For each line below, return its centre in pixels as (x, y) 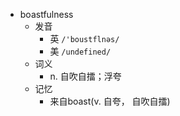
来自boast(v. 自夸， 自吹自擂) (110, 101)
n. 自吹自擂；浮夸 (85, 76)
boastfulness (46, 14)
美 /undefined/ (80, 51)
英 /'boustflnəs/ (84, 38)
